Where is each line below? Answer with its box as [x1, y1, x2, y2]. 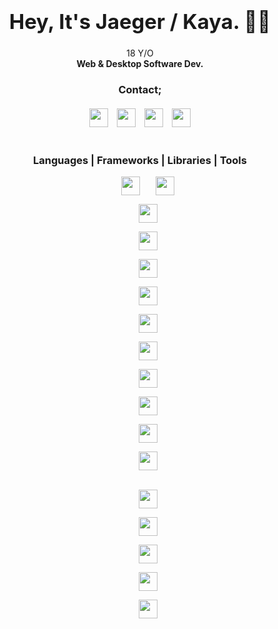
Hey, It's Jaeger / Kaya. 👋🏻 [8, 8, 272, 34]
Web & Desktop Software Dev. [76, 57, 204, 69]
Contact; [118, 82, 162, 96]
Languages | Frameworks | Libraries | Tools [33, 153, 247, 167]
